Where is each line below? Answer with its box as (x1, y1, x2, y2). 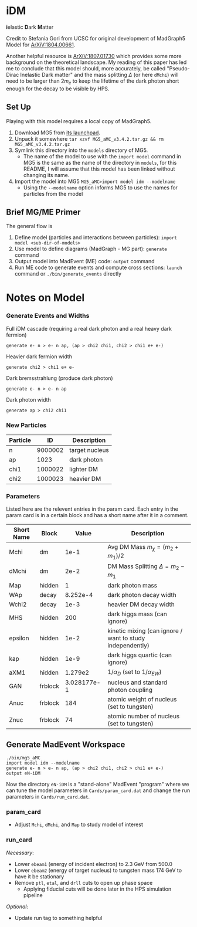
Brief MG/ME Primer (6, 207, 81, 217)
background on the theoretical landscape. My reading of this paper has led (6, 59, 187, 66)
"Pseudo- (167, 64, 191, 72)
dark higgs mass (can (107, 610, 167, 618)
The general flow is (6, 223, 53, 230)
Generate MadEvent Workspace (6, 739, 125, 749)
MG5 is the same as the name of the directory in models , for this (23, 159, 177, 166)
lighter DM (69, 465, 98, 473)
